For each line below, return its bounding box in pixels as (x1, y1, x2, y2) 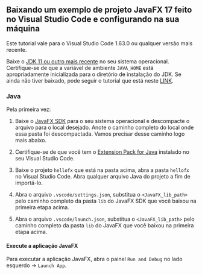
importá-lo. (14, 179, 43, 186)
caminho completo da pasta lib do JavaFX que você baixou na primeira (14, 222, 194, 229)
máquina (6, 24, 40, 34)
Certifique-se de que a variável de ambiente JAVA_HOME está (6, 64, 154, 71)
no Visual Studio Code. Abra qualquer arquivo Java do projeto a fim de (14, 173, 191, 180)
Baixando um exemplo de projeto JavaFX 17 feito (6, 5, 192, 15)
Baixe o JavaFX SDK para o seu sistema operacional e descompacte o (14, 118, 190, 125)
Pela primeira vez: (6, 106, 51, 113)
